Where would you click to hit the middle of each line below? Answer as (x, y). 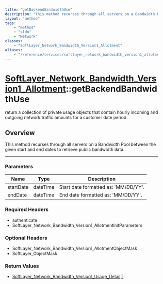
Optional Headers (26, 238)
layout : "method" (23, 18)
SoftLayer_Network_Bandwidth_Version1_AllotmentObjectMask (74, 248)
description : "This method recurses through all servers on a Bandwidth (80, 14)
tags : (10, 23)
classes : (14, 41)
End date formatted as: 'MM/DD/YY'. (100, 195)
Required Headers (27, 209)
